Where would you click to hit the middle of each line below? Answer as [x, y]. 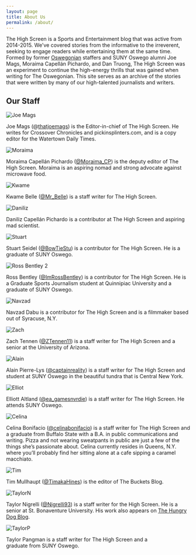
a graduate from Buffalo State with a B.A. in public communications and [92, 434]
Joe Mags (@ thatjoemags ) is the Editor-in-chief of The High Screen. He [92, 126]
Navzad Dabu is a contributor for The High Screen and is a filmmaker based [97, 312]
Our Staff [23, 101]
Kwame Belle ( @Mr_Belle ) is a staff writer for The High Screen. [82, 197]
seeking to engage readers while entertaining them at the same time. [89, 52]
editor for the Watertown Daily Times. [51, 139]
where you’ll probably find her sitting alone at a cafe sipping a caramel [91, 453]
